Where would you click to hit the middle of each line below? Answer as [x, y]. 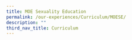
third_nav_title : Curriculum [42, 28]
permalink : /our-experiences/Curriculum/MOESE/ [66, 17]
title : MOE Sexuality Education [46, 11]
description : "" [26, 22]
